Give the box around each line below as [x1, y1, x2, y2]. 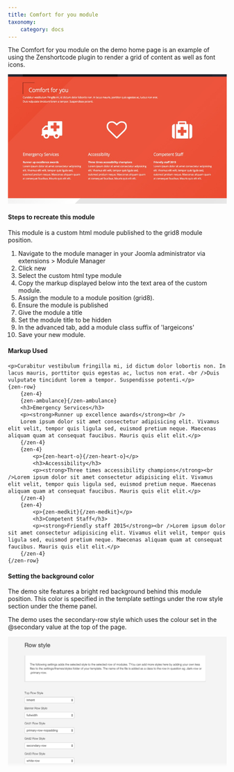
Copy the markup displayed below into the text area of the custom [17, 279, 208, 288]
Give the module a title [17, 309, 83, 317]
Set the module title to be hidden [17, 316, 112, 325]
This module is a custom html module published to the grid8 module [8, 229, 203, 237]
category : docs [20, 26, 65, 33]
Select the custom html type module [17, 272, 122, 280]
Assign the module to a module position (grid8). [17, 294, 155, 302]
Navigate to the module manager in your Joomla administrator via [17, 249, 206, 258]
